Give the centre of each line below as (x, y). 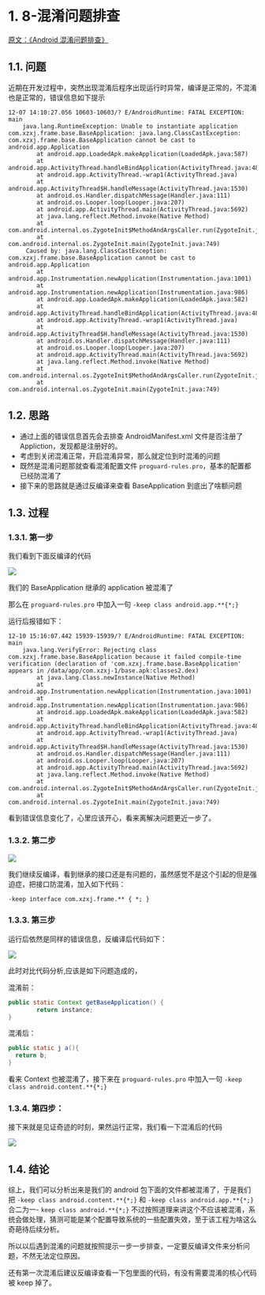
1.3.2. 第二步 (32, 841)
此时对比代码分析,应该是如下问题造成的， (75, 971)
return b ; (31, 1056)
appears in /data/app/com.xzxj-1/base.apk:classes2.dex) (104, 671)
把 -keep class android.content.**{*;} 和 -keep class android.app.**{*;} (131, 1200)
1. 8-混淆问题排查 (64, 16)
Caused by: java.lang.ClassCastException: (97, 251)
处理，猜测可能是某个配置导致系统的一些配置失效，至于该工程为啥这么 (143, 1220)
